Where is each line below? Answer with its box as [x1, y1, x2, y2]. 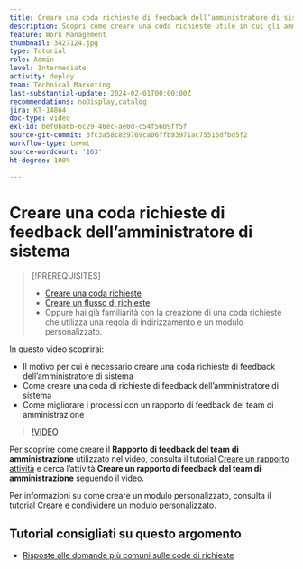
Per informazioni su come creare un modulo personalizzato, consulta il [9, 491, 272, 501]
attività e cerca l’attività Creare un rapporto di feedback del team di [9, 463, 262, 474]
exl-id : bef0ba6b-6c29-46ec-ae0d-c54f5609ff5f [9, 123, 188, 132]
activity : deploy [9, 72, 75, 81]
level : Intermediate [9, 64, 87, 73]
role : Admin [9, 55, 54, 64]
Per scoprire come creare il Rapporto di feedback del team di [9, 444, 239, 455]
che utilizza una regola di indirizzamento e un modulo [44, 317, 243, 327]
